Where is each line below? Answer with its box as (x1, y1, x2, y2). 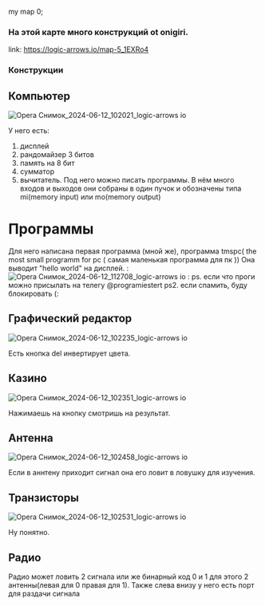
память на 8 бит (19, 159, 75, 168)
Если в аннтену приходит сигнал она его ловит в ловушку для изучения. (8, 468, 255, 478)
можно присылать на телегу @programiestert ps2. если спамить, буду (8, 280, 247, 289)
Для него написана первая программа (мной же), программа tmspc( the (8, 246, 257, 256)
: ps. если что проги (187, 271, 255, 281)
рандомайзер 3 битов (19, 150, 94, 159)
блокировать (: (8, 289, 60, 298)
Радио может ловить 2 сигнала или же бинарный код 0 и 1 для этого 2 (8, 572, 249, 581)
